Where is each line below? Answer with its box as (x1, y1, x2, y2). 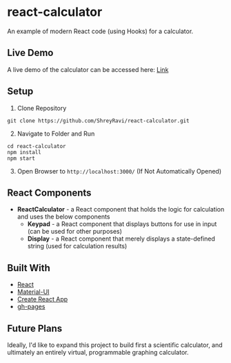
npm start (7, 155, 36, 162)
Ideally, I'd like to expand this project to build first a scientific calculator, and (7, 341, 223, 349)
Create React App (17, 295, 68, 304)
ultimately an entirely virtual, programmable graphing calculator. (7, 348, 189, 356)
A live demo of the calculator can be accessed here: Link (7, 65, 169, 73)
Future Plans (7, 322, 63, 334)
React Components (7, 187, 92, 198)
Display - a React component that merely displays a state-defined (27, 234, 216, 243)
